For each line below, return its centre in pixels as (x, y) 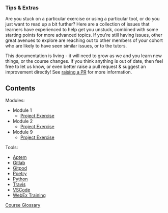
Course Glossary (23, 205)
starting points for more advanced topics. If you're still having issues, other (84, 35)
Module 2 (23, 121)
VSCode (21, 190)
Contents (20, 88)
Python (20, 179)
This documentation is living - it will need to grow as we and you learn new (83, 56)
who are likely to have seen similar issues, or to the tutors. (66, 46)
